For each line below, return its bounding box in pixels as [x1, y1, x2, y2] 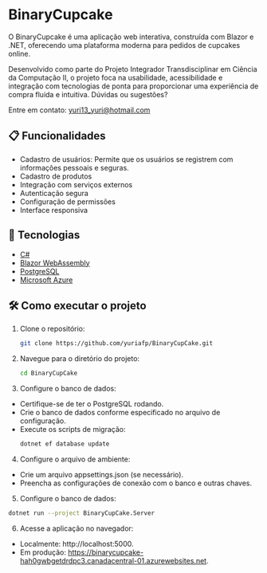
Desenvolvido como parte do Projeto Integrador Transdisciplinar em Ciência [8, 64, 257, 73]
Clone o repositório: [19, 324, 85, 334]
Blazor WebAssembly [19, 257, 90, 268]
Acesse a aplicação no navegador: [19, 524, 134, 533]
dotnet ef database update [19, 440, 110, 448]
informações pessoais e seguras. [19, 163, 129, 172]
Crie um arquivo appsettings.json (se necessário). [19, 470, 184, 479]
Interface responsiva [19, 205, 88, 214]
